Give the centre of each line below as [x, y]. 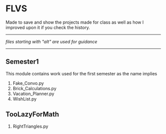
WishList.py [25, 99]
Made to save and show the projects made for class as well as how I [75, 22]
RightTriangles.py [31, 126]
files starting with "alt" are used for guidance [51, 41]
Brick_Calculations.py [34, 88]
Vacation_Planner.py [33, 94]
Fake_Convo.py [28, 83]
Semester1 [22, 62]
